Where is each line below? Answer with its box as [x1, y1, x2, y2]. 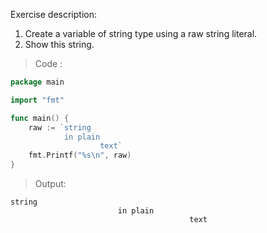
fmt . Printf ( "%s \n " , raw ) [28, 150, 132, 161]
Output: [34, 178, 67, 189]
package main [10, 77, 65, 87]
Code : [34, 58, 63, 69]
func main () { [10, 113, 70, 123]
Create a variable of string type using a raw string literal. [24, 28, 258, 39]
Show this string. [24, 39, 95, 50]
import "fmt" [10, 95, 65, 105]
